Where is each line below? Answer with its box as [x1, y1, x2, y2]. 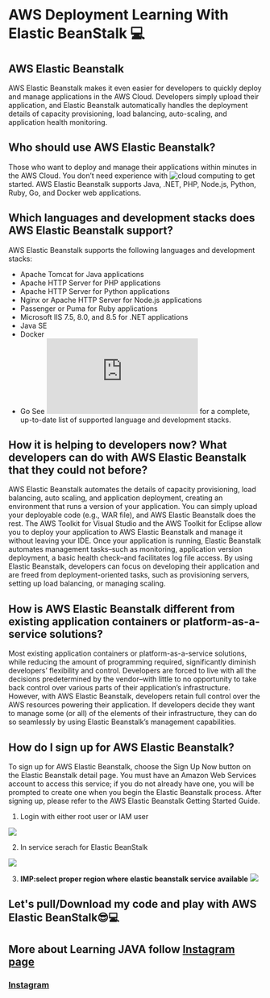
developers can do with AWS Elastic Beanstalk [8, 451, 247, 465]
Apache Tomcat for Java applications [19, 269, 144, 279]
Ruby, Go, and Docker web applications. [8, 188, 142, 197]
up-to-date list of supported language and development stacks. [19, 415, 231, 424]
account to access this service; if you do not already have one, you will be [8, 779, 255, 789]
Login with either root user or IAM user [19, 812, 149, 822]
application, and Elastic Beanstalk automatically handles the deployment [8, 101, 248, 110]
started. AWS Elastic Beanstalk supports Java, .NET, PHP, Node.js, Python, [8, 179, 256, 188]
